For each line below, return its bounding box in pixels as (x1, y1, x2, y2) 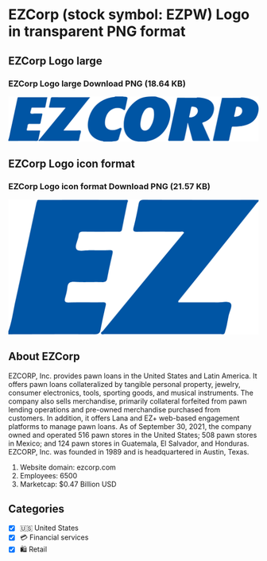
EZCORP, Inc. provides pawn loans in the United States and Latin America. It (8, 371, 257, 381)
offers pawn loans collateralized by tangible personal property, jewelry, (8, 379, 241, 389)
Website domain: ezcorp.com (19, 462, 117, 472)
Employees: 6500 (19, 470, 78, 480)
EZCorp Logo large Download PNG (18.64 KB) (8, 78, 187, 89)
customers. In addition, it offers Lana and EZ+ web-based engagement (8, 413, 240, 423)
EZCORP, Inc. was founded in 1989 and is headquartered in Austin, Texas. (8, 447, 250, 456)
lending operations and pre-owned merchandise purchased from (8, 404, 221, 414)
